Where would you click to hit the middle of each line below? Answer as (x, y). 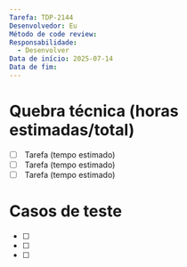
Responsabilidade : (43, 42)
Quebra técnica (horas (94, 111)
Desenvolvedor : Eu (43, 26)
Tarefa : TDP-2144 (41, 17)
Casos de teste (66, 211)
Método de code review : (53, 34)
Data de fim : (33, 68)
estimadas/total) (72, 130)
